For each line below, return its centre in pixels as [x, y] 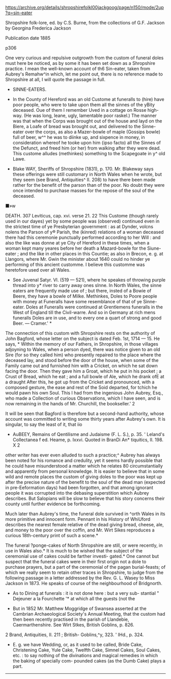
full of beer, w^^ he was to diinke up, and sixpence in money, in [79, 137]
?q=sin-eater [19, 13]
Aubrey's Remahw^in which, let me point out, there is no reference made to [84, 74]
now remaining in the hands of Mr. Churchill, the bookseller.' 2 [70, 404]
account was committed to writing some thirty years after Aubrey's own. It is [85, 419]
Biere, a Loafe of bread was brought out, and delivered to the [77, 126]
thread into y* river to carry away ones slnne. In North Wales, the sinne [87, 285]
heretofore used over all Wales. [38, 270]
